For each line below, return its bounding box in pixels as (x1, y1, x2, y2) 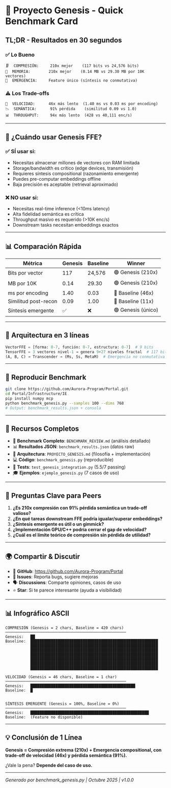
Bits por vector (8, 269, 43, 277)
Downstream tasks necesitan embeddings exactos (12, 222, 119, 228)
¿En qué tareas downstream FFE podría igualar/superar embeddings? (12, 515, 163, 522)
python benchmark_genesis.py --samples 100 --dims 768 (5, 401, 124, 406)
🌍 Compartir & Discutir (5, 552, 80, 561)
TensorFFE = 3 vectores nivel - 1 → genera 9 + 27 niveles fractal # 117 (5, 349, 158, 354)
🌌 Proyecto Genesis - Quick (5, 5, 124, 16)
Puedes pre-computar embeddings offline (12, 176, 101, 182)
